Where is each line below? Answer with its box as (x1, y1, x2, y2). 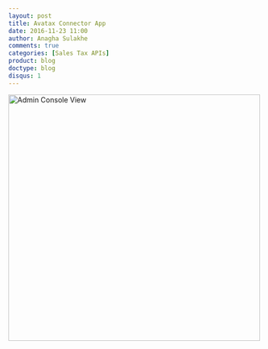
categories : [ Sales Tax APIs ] (8, 49, 110, 57)
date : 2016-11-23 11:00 (8, 27, 89, 35)
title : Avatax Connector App (8, 19, 106, 27)
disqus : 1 (8, 72, 42, 80)
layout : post (8, 11, 52, 20)
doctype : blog (8, 64, 56, 73)
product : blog (8, 57, 56, 65)
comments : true (8, 42, 60, 50)
